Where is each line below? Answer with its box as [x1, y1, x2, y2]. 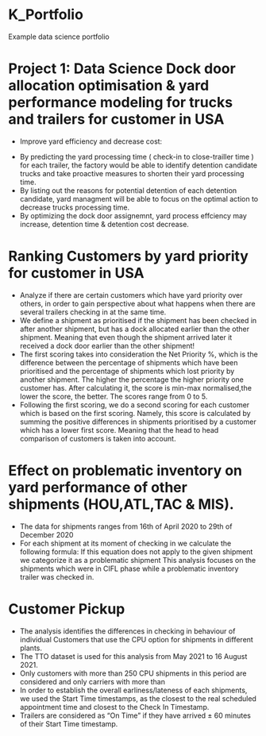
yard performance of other [8, 479, 188, 496]
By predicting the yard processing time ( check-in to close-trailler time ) [19, 152, 254, 161]
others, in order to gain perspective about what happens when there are [19, 299, 256, 308]
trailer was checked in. [19, 572, 94, 581]
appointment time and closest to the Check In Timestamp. [19, 702, 210, 711]
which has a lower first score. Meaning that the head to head [19, 425, 219, 434]
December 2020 [19, 530, 74, 539]
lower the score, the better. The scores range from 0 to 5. [19, 391, 208, 401]
